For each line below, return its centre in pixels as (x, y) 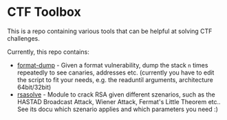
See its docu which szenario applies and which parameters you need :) (118, 109)
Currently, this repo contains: (48, 52)
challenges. (23, 38)
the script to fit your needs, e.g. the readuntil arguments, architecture (115, 79)
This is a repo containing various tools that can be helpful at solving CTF (110, 31)
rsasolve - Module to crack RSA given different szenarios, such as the (116, 94)
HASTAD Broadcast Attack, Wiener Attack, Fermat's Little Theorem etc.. (119, 101)
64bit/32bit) (34, 87)
